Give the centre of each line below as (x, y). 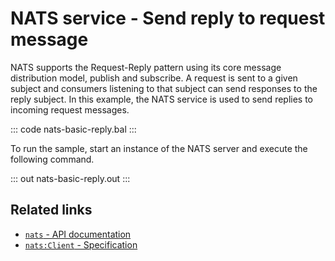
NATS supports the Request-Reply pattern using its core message (146, 67)
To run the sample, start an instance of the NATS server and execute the (159, 148)
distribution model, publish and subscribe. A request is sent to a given (154, 78)
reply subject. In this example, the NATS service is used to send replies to (162, 99)
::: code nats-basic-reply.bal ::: (73, 129)
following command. (52, 159)
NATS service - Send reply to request (168, 18)
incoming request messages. (70, 109)
